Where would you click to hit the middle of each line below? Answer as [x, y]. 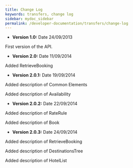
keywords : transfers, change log [39, 14]
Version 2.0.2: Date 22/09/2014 [45, 104]
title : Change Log [24, 10]
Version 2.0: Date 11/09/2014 [42, 56]
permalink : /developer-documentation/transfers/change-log [67, 23]
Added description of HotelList [36, 161]
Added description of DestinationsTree [44, 151]
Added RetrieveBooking [29, 66]
